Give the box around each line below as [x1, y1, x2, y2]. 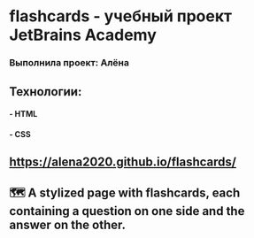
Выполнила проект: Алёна [9, 57, 130, 69]
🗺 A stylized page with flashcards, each [9, 186, 241, 201]
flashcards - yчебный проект [9, 6, 233, 27]
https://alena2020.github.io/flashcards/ [9, 155, 237, 170]
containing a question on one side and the [9, 203, 245, 219]
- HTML [9, 109, 38, 119]
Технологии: [9, 84, 82, 99]
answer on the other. [9, 218, 127, 233]
